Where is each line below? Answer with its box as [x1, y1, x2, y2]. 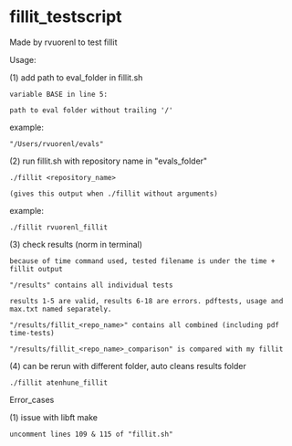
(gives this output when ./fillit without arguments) [9, 189, 219, 198]
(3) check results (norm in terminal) [9, 239, 143, 250]
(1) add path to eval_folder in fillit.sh [9, 71, 143, 83]
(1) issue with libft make [9, 411, 99, 422]
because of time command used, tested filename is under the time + [9, 256, 276, 266]
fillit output [9, 264, 64, 273]
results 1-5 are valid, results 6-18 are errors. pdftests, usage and [9, 296, 284, 305]
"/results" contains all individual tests [9, 281, 173, 290]
